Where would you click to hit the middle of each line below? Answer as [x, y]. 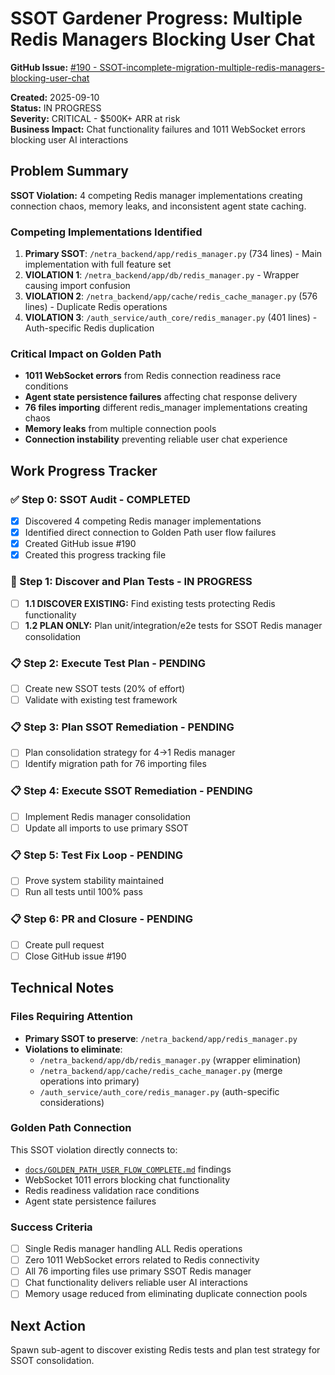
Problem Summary [69, 171]
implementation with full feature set [98, 264]
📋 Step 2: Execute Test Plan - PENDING [108, 663]
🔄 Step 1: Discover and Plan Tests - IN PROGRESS [131, 582]
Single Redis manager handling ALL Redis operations [133, 1249]
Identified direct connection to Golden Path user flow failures [150, 533]
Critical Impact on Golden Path [86, 354]
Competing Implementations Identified [106, 232]
